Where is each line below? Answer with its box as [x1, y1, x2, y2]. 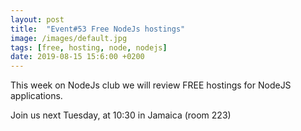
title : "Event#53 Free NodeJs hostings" [10, 24, 186, 34]
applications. [10, 90, 63, 102]
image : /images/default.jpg [10, 33, 128, 43]
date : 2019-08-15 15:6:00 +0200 [10, 52, 145, 62]
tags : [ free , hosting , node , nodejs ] [10, 42, 168, 53]
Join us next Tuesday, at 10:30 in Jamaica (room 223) [10, 109, 232, 121]
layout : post [10, 14, 65, 25]
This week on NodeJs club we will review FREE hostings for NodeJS [10, 79, 292, 91]
